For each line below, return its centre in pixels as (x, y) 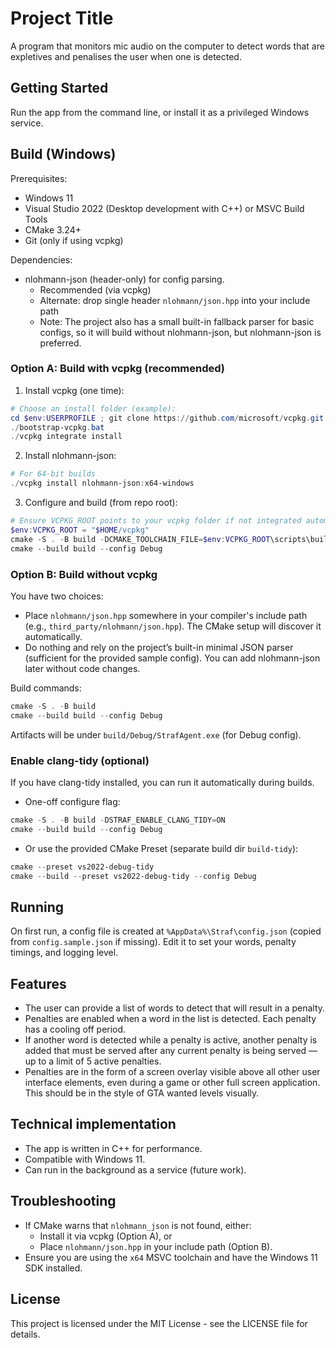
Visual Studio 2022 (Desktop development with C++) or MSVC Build (164, 208)
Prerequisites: (39, 178)
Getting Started (59, 88)
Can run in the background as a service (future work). (135, 1169)
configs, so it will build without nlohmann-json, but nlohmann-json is (180, 332)
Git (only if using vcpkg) (74, 240)
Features (38, 983)
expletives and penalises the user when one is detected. (126, 56)
